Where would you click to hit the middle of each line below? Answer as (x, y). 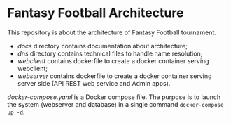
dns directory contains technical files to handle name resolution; (110, 53)
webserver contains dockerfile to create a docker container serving (114, 76)
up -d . (16, 112)
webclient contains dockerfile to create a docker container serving (113, 60)
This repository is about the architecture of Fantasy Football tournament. (112, 32)
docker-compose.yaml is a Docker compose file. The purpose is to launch (114, 97)
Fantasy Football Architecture (96, 13)
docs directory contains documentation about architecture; (102, 46)
